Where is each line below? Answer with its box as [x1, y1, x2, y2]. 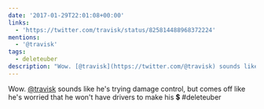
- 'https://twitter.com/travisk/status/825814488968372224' [15, 26, 216, 34]
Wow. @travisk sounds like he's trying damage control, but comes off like [8, 84, 246, 93]
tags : [8, 48, 26, 56]
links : [8, 19, 30, 27]
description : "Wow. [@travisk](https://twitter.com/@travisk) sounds [8, 63, 241, 71]
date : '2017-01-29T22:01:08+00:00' [8, 11, 125, 20]
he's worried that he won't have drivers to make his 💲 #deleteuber [8, 92, 222, 102]
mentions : [8, 33, 41, 42]
